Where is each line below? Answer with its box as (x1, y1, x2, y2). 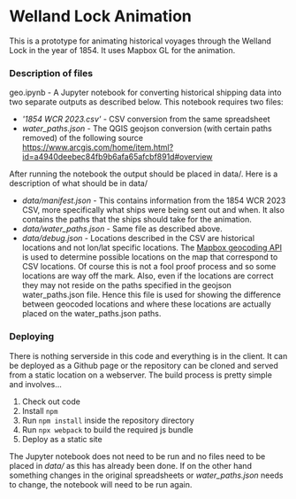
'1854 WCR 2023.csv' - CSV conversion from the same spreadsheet (21, 113, 270, 125)
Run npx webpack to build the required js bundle (21, 424, 194, 435)
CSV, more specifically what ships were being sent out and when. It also (21, 205, 285, 215)
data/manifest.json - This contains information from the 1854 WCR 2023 (21, 195, 286, 206)
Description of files (9, 66, 94, 79)
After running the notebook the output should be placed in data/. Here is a (9, 168, 278, 179)
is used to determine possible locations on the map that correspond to (21, 252, 278, 262)
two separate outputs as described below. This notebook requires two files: (9, 97, 285, 107)
